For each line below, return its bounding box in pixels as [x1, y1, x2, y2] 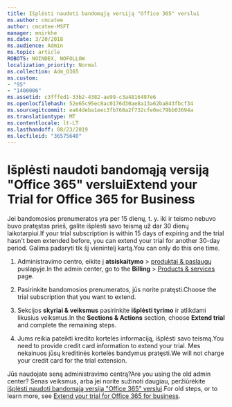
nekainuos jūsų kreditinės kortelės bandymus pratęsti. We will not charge [17, 349, 224, 357]
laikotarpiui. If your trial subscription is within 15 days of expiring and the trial [7, 229, 224, 237]
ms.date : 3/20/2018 [7, 36, 64, 43]
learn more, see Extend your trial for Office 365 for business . [7, 392, 181, 400]
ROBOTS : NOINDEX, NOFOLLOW [7, 55, 85, 62]
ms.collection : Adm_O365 [7, 68, 79, 75]
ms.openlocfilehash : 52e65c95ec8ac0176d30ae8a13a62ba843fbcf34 [7, 100, 194, 107]
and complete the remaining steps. [17, 321, 116, 329]
